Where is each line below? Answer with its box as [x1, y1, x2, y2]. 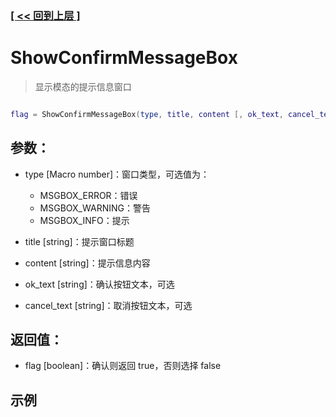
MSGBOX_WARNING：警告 [39, 202, 151, 214]
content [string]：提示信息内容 [24, 257, 151, 269]
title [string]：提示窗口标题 [24, 235, 135, 247]
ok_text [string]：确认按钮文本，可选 [24, 278, 175, 290]
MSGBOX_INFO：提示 [39, 214, 130, 226]
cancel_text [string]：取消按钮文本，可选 [24, 299, 193, 311]
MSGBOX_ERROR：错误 [39, 189, 138, 201]
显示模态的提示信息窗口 [34, 80, 132, 92]
